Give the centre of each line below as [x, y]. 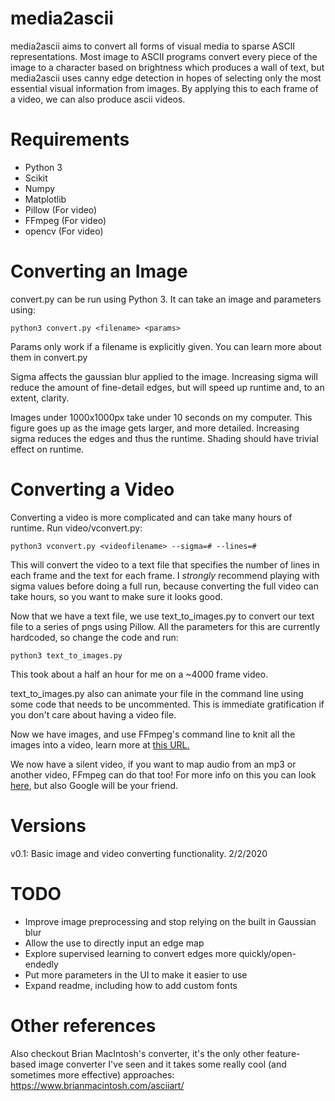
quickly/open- [267, 953]
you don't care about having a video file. [93, 714]
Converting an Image [99, 271]
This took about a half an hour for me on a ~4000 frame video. [139, 674]
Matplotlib [45, 199]
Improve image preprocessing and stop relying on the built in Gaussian [170, 921]
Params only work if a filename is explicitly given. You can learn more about [166, 346]
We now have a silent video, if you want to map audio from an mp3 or [153, 764]
